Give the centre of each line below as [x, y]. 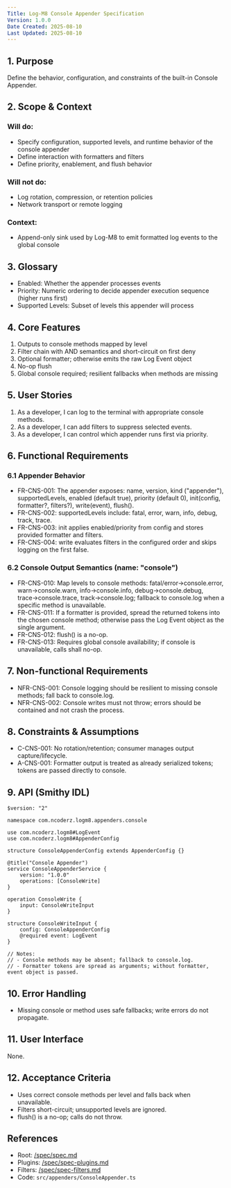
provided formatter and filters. [60, 535]
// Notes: [22, 954]
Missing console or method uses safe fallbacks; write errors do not [113, 1010]
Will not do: [27, 182]
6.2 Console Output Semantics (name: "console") [93, 568]
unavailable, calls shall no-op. [60, 649]
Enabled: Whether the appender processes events [89, 283]
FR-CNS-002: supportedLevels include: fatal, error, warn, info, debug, [117, 513]
